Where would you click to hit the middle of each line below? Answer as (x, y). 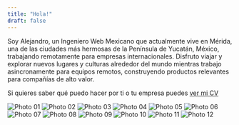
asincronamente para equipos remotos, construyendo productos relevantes (118, 71)
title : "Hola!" (30, 14)
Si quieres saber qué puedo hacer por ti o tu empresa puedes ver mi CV (113, 93)
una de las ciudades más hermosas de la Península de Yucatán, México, (113, 49)
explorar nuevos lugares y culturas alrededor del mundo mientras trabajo (115, 64)
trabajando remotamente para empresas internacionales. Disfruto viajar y (115, 56)
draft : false (27, 21)
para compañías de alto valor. (51, 79)
